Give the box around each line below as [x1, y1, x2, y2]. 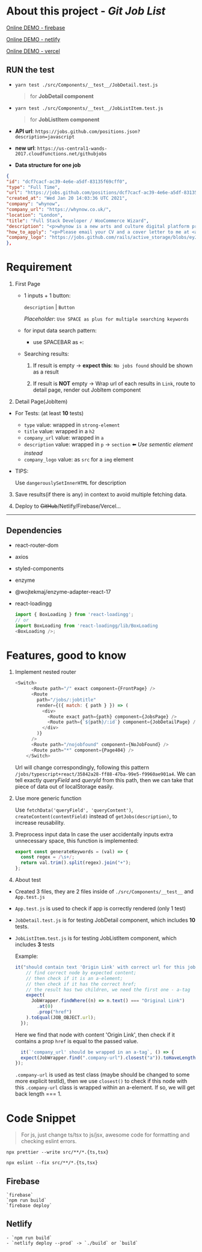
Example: [14, 952, 38, 960]
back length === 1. [14, 1090, 62, 1097]
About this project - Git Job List [6, 4, 166, 18]
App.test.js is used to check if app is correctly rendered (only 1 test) [14, 905, 186, 912]
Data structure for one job [14, 161, 81, 168]
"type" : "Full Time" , [6, 184, 61, 190]
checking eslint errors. [20, 1138, 77, 1145]
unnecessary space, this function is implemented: [14, 837, 139, 844]
